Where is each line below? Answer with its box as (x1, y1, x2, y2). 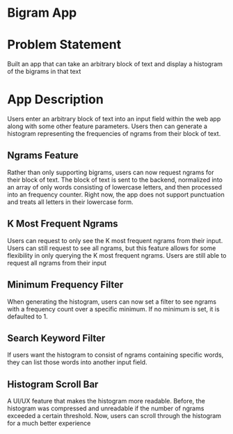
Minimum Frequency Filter (7, 279, 124, 290)
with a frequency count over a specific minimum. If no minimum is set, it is (7, 304, 220, 313)
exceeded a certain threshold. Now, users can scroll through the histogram (7, 412, 221, 420)
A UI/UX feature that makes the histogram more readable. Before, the (7, 397, 205, 405)
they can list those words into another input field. (7, 358, 147, 366)
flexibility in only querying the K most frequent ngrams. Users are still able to (7, 251, 227, 259)
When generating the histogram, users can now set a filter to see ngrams (7, 297, 217, 306)
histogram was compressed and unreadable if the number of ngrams (7, 404, 204, 412)
